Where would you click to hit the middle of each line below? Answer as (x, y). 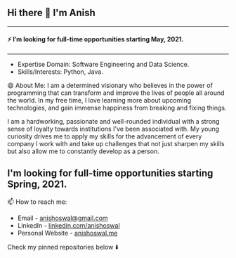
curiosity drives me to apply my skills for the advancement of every (105, 136)
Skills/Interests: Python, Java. (60, 72)
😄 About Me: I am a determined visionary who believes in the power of (110, 86)
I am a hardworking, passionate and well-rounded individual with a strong (113, 122)
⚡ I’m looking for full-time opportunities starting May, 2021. (96, 39)
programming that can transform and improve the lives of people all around (116, 93)
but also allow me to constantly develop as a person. (83, 151)
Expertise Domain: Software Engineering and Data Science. (103, 65)
